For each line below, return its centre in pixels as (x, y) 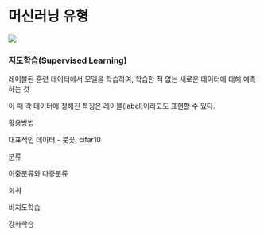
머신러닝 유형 (49, 16)
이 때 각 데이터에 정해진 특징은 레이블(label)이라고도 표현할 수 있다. (112, 106)
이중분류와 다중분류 (38, 174)
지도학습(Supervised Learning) (68, 60)
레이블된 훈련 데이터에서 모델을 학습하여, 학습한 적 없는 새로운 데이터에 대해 (125, 79)
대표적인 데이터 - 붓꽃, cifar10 (55, 140)
